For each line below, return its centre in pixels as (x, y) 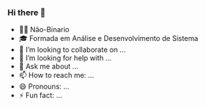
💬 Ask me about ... (49, 67)
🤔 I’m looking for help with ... (65, 58)
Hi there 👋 (27, 13)
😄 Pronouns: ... (44, 86)
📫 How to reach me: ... (56, 75)
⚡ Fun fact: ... (40, 95)
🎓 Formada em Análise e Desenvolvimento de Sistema (109, 38)
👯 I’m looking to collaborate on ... (72, 49)
